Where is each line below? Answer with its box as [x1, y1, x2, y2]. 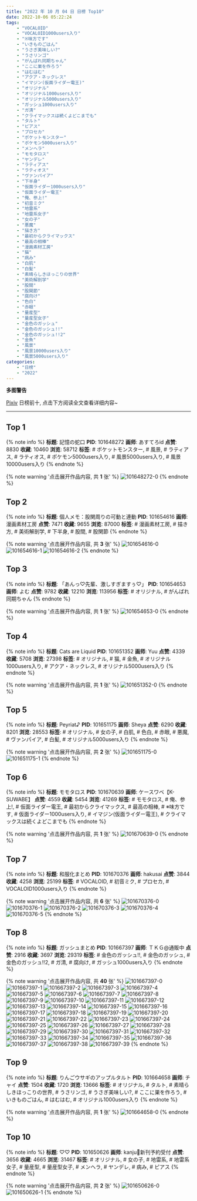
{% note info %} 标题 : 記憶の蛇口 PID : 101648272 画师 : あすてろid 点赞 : [6, 439, 177, 446]
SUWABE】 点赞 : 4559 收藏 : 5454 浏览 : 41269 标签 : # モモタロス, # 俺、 [6, 796, 181, 803]
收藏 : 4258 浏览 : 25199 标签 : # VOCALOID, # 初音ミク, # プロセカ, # [6, 878, 169, 885]
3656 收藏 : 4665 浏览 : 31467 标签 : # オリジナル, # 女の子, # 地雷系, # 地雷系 [6, 1156, 189, 1163]
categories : [6, 359, 35, 365]
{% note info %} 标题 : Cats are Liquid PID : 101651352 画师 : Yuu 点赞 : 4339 [6, 648, 186, 655]
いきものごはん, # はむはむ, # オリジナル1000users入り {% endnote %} [6, 1096, 178, 1103]
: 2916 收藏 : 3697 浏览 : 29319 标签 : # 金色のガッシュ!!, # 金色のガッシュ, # [11, 951, 191, 958]
